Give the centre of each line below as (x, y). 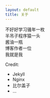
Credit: (12, 64)
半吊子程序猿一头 (23, 35)
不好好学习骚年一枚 (25, 29)
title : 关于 (17, 14)
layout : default (22, 10)
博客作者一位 (18, 48)
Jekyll (18, 74)
